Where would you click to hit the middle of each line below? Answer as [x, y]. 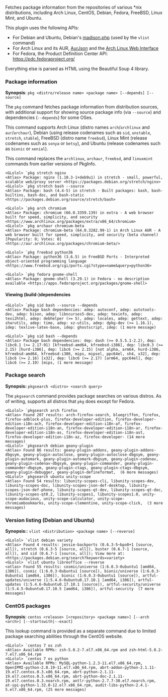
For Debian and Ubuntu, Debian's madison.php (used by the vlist [81, 38]
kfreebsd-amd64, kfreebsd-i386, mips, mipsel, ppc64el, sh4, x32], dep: [83, 354]
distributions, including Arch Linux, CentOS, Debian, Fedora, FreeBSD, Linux [84, 13]
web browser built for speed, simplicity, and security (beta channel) [82, 235]
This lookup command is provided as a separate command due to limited [80, 631]
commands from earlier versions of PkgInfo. [51, 164]
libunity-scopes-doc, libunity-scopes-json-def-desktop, [66, 485]
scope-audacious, [23, 498]
